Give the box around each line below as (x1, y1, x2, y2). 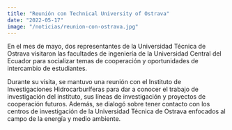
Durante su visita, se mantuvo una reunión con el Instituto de (7, 78, 182, 86)
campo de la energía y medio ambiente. (7, 115, 121, 123)
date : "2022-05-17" (7, 17, 64, 24)
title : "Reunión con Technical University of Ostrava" (7, 10, 170, 17)
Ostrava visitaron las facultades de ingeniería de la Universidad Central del (7, 49, 222, 58)
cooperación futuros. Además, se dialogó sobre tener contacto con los (7, 100, 210, 108)
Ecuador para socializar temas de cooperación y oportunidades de (7, 57, 199, 65)
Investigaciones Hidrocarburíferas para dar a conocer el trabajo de (7, 85, 199, 94)
